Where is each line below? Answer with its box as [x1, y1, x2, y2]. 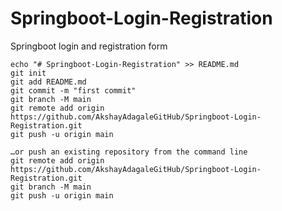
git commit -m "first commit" [10, 85, 137, 96]
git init [10, 68, 47, 78]
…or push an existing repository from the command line [10, 147, 248, 157]
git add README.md [10, 77, 87, 87]
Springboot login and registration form [10, 40, 168, 52]
